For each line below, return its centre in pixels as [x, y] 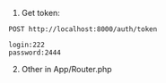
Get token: [40, 13]
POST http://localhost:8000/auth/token [83, 29]
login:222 [27, 45]
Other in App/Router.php [67, 69]
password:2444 [35, 53]
